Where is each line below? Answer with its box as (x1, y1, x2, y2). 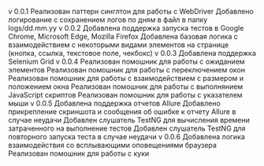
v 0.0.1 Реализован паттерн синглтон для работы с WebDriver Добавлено (8, 7, 254, 16)
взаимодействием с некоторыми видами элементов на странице (8, 40, 229, 50)
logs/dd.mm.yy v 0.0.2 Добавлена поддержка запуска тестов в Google (8, 24, 244, 32)
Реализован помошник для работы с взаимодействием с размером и (8, 74, 244, 83)
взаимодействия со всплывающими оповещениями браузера (8, 141, 217, 149)
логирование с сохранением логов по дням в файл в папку (8, 15, 208, 24)
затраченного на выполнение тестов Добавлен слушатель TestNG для (8, 124, 246, 133)
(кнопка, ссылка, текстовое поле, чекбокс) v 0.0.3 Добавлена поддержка (8, 49, 256, 57)
